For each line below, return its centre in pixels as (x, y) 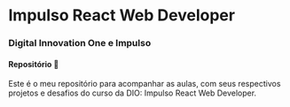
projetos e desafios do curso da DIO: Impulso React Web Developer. (133, 93)
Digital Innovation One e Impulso (80, 43)
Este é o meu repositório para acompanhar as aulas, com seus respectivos (145, 84)
